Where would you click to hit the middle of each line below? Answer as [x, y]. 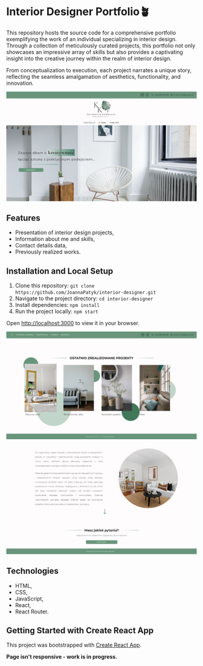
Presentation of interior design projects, [64, 233]
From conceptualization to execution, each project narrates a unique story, [99, 70]
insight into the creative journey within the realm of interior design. [89, 58]
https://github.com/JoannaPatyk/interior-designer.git [85, 293]
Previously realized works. [48, 252]
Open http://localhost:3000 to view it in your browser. [73, 323]
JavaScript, [29, 599]
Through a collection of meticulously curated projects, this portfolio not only [101, 45]
